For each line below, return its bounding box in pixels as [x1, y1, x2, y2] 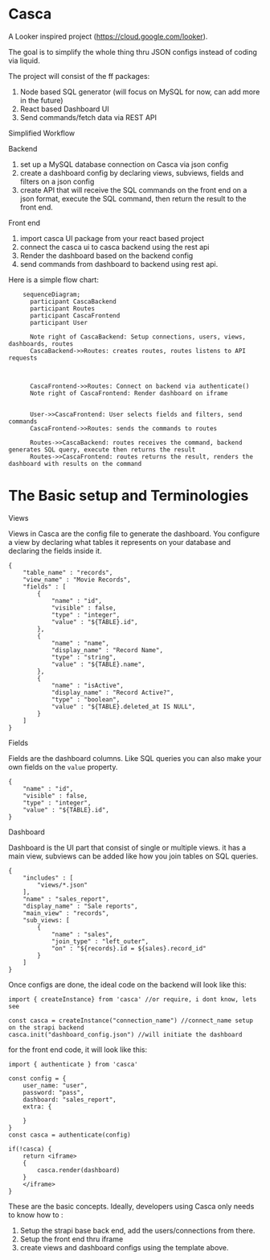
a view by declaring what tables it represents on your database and [8, 537, 231, 547]
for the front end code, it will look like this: [8, 1045, 147, 1054]
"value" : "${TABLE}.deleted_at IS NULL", [51, 702, 196, 710]
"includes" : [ [22, 874, 74, 882]
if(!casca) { [8, 1145, 52, 1153]
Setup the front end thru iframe [19, 1234, 124, 1244]
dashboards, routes [8, 339, 74, 347]
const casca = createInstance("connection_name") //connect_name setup [8, 1017, 253, 1025]
